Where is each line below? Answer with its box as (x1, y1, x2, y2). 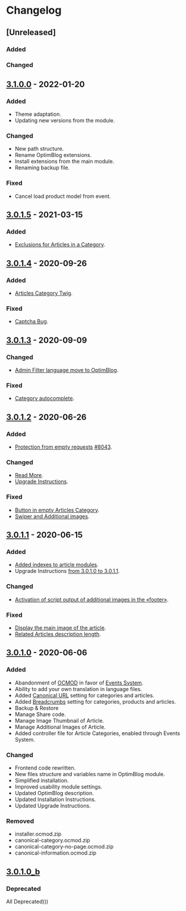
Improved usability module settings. (14, 783, 103, 790)
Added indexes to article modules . (14, 561, 99, 568)
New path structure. (14, 145, 64, 152)
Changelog (6, 4, 62, 17)
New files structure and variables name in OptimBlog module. (14, 770, 165, 777)
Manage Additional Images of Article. (14, 723, 106, 730)
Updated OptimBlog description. (14, 789, 94, 796)
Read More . (14, 472, 43, 479)
